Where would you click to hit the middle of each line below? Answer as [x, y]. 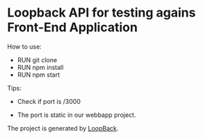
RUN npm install [40, 67]
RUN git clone [37, 59]
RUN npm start [39, 75]
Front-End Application [72, 27]
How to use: [24, 46]
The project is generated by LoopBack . [63, 128]
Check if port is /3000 [49, 101]
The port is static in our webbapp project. [76, 115]
